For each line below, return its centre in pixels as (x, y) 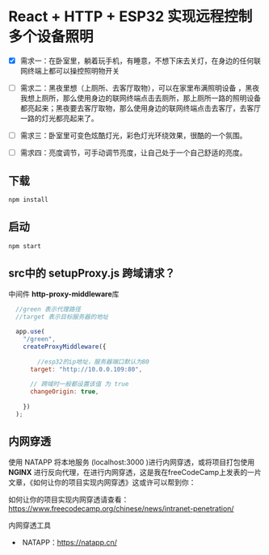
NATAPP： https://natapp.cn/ (69, 543)
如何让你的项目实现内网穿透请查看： (69, 500)
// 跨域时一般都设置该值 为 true (79, 385)
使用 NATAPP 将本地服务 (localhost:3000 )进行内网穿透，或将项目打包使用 (132, 462)
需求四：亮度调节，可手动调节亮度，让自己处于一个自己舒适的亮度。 (133, 153)
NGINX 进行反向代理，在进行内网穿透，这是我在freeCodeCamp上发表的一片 (135, 473)
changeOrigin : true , (64, 392)
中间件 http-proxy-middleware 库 (64, 294)
